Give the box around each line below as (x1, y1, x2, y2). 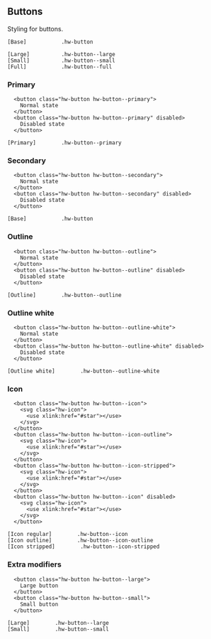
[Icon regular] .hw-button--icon (7, 531, 129, 538)
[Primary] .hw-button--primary (7, 139, 122, 146)
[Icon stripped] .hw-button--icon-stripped (7, 543, 160, 550)
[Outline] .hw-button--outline (7, 291, 122, 299)
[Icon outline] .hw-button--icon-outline (7, 537, 154, 544)
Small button (20, 601, 59, 608)
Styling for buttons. (7, 24, 64, 33)
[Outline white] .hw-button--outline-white (7, 367, 160, 375)
